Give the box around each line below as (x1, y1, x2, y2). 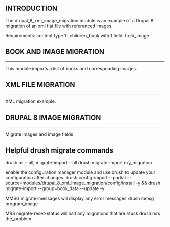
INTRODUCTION (5, 4, 58, 13)
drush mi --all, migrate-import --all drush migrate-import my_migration (5, 160, 152, 166)
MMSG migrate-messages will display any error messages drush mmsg (5, 195, 154, 202)
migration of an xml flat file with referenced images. (5, 23, 113, 29)
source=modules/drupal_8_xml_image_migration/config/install (5, 180, 135, 186)
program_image (5, 201, 38, 207)
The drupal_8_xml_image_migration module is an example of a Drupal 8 (5, 17, 154, 23)
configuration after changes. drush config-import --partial (5, 175, 126, 181)
